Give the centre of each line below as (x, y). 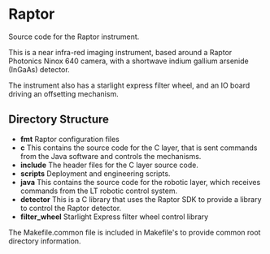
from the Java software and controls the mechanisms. (111, 156)
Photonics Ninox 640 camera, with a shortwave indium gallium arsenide (129, 61)
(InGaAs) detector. (39, 69)
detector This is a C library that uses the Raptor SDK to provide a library (141, 199)
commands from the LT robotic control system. (98, 191)
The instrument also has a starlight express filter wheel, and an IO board (129, 85)
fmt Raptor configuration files (70, 139)
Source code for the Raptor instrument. (74, 37)
